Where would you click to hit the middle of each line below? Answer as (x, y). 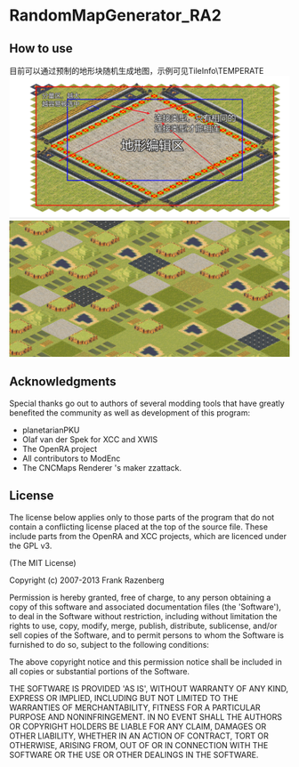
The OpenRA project (60, 448)
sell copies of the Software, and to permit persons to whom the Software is (147, 635)
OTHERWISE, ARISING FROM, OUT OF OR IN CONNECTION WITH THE (139, 745)
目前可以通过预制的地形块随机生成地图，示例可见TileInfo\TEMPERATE (137, 71)
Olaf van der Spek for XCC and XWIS (90, 439)
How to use (41, 48)
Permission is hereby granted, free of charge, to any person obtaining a (140, 597)
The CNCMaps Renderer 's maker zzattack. (102, 467)
